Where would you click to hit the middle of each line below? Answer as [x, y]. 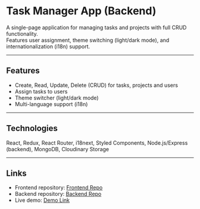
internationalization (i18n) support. [48, 46]
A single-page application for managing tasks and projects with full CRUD [96, 27]
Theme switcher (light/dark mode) [57, 98]
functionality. [22, 33]
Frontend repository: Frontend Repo [59, 188]
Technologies [32, 128]
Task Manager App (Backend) [81, 11]
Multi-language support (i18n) [51, 104]
